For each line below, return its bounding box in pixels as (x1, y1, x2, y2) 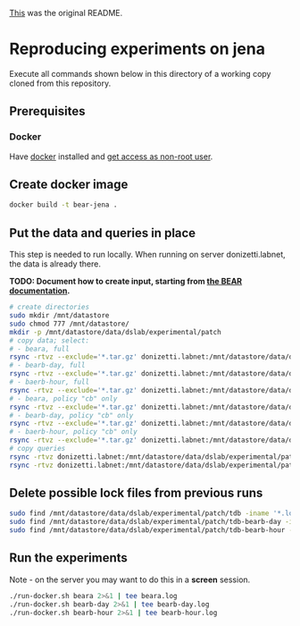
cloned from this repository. (9, 78, 112, 89)
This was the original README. (9, 8, 123, 18)
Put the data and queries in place (9, 225, 196, 241)
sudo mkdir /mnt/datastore (9, 311, 110, 320)
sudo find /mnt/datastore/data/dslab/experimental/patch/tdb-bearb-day (9, 518, 281, 527)
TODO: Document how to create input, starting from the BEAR (9, 276, 243, 287)
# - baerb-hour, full (9, 377, 90, 386)
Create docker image (9, 177, 129, 192)
